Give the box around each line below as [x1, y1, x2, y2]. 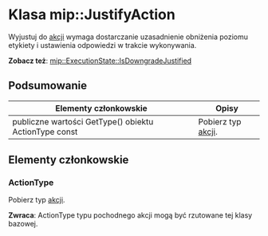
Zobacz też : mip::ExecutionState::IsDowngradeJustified [8, 56, 192, 65]
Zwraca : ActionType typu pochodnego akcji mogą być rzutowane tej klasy [8, 210, 253, 220]
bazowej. [8, 219, 38, 229]
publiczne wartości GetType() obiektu [12, 116, 154, 127]
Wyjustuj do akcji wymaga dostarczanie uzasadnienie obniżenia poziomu [8, 32, 249, 41]
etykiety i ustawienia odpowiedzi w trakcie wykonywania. [8, 40, 197, 49]
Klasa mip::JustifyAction [8, 6, 175, 24]
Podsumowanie [8, 79, 88, 92]
